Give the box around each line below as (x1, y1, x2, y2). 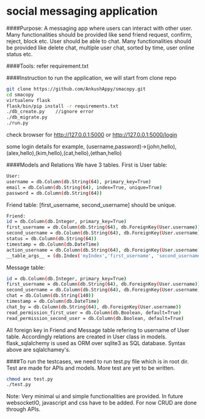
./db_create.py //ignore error (6, 109, 95, 115)
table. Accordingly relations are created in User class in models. (6, 333, 167, 340)
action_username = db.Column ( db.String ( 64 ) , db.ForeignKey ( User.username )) (6, 247, 203, 253)
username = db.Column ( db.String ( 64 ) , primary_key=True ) (6, 178, 151, 184)
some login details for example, (6, 143, 85, 150)
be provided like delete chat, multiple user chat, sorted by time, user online (6, 44, 195, 51)
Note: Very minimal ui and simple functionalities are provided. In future (6, 393, 184, 400)
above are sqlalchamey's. (6, 346, 71, 353)
